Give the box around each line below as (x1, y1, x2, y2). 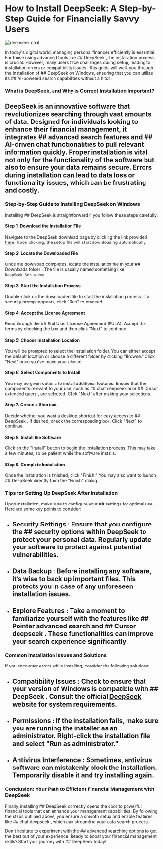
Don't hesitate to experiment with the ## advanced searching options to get (5, 828, 157, 834)
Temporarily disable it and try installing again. (12, 771, 154, 780)
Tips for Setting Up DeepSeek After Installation (5, 490, 118, 497)
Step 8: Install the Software (5, 434, 61, 440)
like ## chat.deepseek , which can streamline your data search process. (5, 818, 149, 825)
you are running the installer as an (12, 724, 118, 732)
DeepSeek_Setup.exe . (5, 271, 46, 277)
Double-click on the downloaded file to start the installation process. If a (5, 294, 150, 300)
